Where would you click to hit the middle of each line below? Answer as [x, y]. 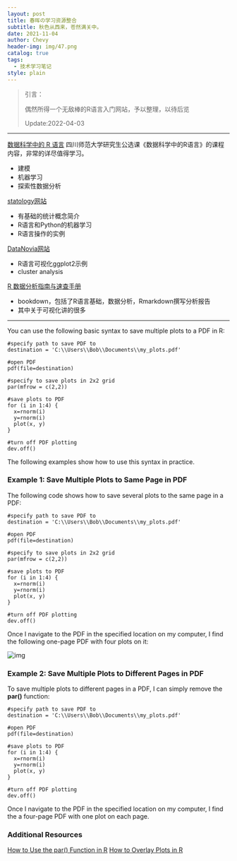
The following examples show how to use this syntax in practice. [101, 462]
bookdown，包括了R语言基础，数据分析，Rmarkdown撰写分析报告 [114, 301]
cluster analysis [40, 271]
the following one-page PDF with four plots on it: [78, 641]
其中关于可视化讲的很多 [51, 310]
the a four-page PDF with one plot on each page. [78, 817]
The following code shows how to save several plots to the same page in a [115, 495]
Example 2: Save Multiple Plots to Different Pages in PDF [106, 673]
